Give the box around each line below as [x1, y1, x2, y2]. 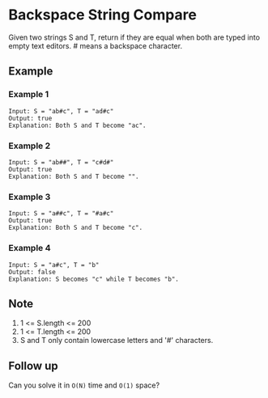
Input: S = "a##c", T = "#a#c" [8, 210, 114, 218]
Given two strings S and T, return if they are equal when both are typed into [8, 32, 261, 42]
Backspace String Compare [8, 6, 197, 24]
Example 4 [8, 243, 51, 254]
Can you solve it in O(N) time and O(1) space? [8, 380, 160, 390]
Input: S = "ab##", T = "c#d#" [8, 158, 114, 167]
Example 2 [8, 140, 51, 151]
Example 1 [8, 89, 49, 100]
